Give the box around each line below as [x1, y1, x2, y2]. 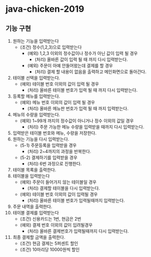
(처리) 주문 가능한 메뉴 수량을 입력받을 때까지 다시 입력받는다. [27, 124, 145, 129]
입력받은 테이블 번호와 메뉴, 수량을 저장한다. [12, 130, 97, 136]
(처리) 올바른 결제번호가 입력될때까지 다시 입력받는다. [27, 228, 129, 234]
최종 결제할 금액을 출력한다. [12, 234, 66, 240]
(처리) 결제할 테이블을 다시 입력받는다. [27, 185, 100, 191]
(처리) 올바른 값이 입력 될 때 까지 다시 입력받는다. [34, 56, 128, 62]
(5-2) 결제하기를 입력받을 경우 [20, 154, 78, 160]
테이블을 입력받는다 [12, 173, 50, 179]
